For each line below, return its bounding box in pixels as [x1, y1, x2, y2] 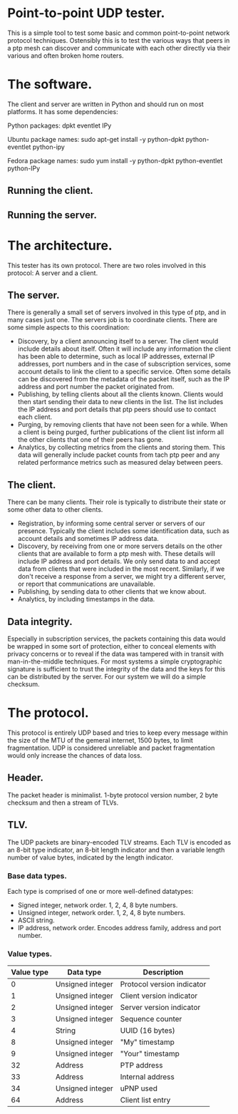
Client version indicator [120, 991, 198, 1001]
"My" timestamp [120, 1037, 175, 1047]
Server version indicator [120, 1003, 201, 1013]
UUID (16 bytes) [120, 1026, 176, 1036]
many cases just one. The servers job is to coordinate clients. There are [7, 316, 218, 324]
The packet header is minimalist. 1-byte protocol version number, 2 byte [7, 790, 219, 799]
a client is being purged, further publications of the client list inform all [17, 428, 224, 436]
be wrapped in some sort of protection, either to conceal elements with [7, 642, 216, 651]
